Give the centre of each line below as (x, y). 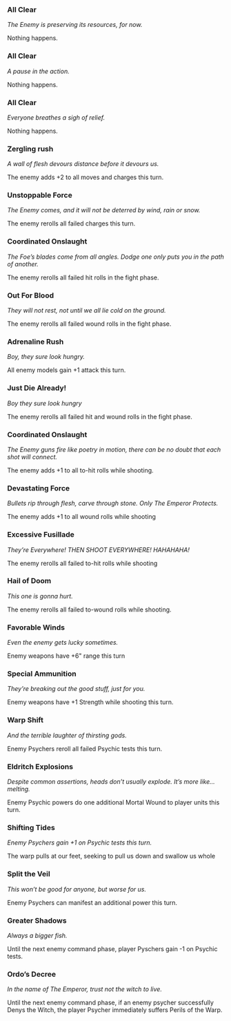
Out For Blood (30, 295)
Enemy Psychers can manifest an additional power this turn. (92, 902)
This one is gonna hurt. (40, 596)
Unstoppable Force (40, 195)
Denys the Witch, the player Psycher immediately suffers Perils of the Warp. (115, 1010)
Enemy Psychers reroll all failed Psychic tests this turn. (85, 748)
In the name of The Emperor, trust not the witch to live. (84, 989)
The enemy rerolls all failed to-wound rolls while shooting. (89, 609)
